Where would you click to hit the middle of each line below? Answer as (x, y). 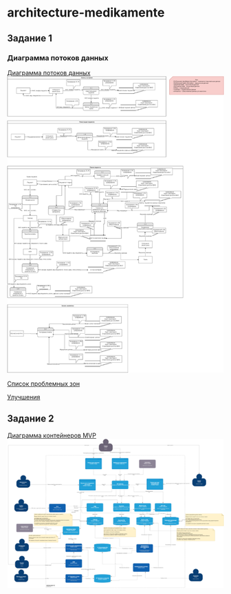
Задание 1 (30, 38)
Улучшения (24, 397)
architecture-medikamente (86, 13)
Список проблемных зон (44, 384)
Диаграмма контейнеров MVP (52, 435)
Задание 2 (31, 419)
